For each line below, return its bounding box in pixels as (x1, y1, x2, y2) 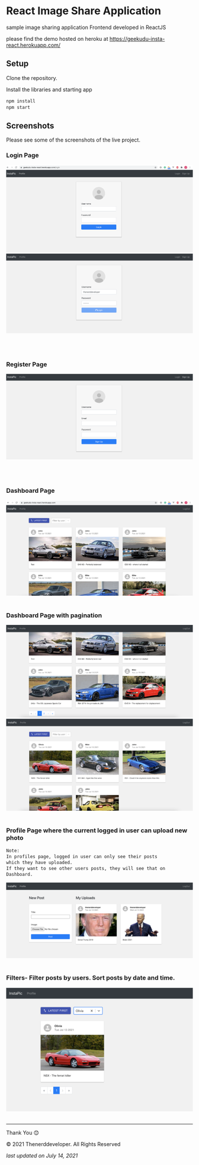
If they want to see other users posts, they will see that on (6, 865, 166, 871)
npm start (6, 104, 31, 110)
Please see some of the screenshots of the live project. (6, 136, 141, 143)
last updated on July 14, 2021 (6, 1152, 78, 1159)
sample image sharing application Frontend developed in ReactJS (6, 24, 166, 31)
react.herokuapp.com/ (6, 41, 61, 49)
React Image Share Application (6, 4, 162, 18)
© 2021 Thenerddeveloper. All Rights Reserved (6, 1140, 121, 1147)
